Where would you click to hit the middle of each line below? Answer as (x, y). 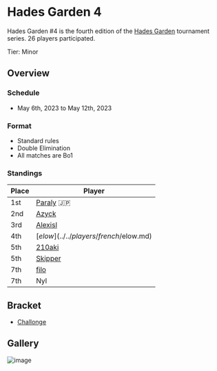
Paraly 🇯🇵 (53, 202)
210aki (47, 247)
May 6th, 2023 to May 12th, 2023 (64, 108)
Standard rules (38, 140)
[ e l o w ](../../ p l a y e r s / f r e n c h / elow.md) (94, 236)
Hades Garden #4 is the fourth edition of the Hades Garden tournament (108, 31)
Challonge (32, 322)
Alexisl (46, 225)
